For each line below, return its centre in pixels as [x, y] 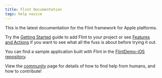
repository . [16, 56]
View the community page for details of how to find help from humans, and [80, 66]
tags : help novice [24, 14]
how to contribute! [24, 71]
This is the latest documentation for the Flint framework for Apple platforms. [81, 27]
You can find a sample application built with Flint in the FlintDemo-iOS [75, 52]
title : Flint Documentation [34, 9]
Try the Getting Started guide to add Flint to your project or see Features [77, 37]
